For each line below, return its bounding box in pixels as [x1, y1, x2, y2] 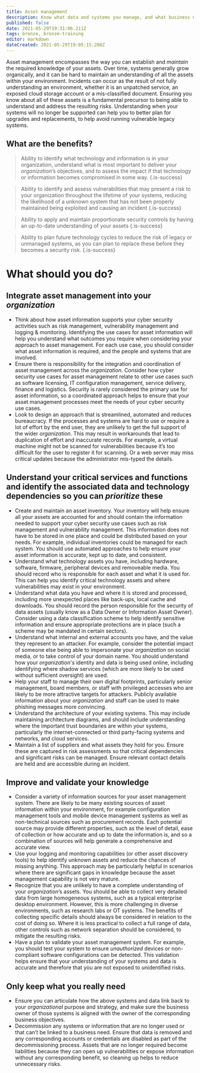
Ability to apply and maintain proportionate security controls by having [20, 216, 193, 223]
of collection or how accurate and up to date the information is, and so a [14, 831, 192, 838]
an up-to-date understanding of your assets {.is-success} [20, 222, 163, 229]
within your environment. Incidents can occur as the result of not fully [6, 77, 177, 84]
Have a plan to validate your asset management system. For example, [14, 939, 186, 946]
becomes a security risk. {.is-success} [20, 246, 116, 253]
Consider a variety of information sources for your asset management [14, 793, 186, 800]
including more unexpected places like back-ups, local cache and [14, 595, 176, 602]
